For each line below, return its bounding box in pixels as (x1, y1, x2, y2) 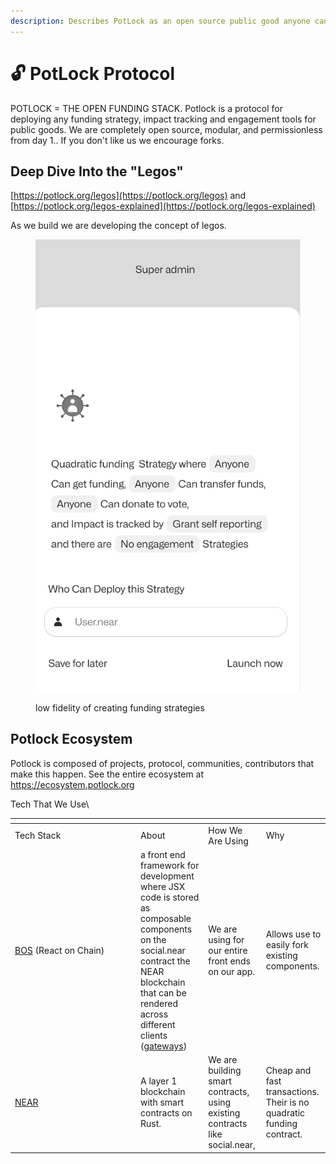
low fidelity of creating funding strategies (35, 702, 205, 714)
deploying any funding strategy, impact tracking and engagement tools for (10, 113, 317, 125)
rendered (140, 997, 178, 1009)
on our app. (208, 965, 256, 977)
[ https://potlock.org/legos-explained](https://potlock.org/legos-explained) (10, 200, 316, 212)
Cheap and (265, 1065, 312, 1077)
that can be (140, 986, 187, 999)
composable (140, 912, 192, 924)
